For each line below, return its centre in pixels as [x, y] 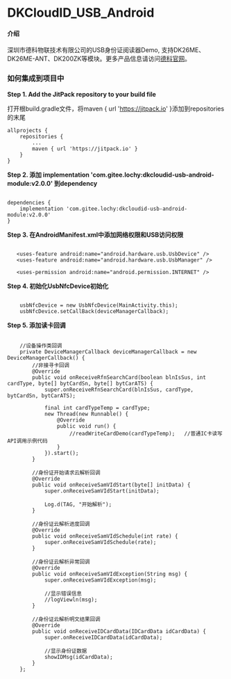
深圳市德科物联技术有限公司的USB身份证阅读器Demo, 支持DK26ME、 [106, 50]
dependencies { [29, 202]
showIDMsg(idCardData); [78, 657]
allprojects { [28, 130]
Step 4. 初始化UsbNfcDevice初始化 [58, 286]
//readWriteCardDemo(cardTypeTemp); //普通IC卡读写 [146, 433]
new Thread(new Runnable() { [86, 414]
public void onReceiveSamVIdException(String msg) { [110, 574]
